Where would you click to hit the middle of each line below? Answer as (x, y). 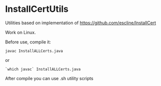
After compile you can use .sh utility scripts (49, 78)
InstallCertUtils (37, 9)
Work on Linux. (21, 32)
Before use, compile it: (28, 42)
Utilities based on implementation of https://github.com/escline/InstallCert (80, 23)
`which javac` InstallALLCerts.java (43, 69)
